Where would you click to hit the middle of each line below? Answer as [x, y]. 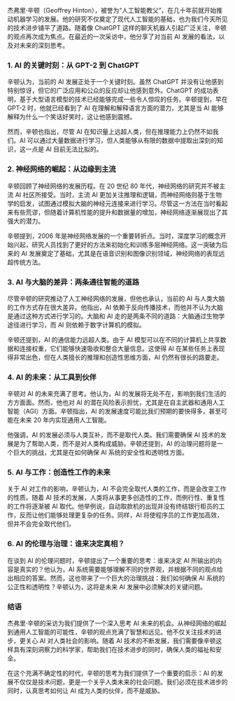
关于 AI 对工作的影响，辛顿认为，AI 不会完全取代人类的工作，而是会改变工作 [117, 489]
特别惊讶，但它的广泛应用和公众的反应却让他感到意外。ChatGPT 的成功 [110, 90]
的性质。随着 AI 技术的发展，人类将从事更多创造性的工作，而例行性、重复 [113, 498]
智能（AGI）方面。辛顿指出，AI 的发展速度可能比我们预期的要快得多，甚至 [114, 411]
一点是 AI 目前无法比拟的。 [64, 149]
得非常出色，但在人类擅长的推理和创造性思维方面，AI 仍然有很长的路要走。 [115, 357]
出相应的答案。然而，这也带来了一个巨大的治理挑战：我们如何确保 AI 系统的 [116, 578]
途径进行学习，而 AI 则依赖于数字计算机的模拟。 [76, 325]
